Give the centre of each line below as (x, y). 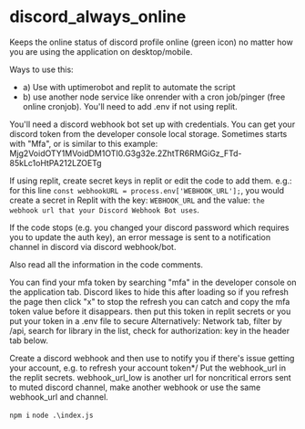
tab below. (29, 340)
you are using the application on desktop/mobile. (101, 51)
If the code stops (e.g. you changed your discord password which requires (149, 227)
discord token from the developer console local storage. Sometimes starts (148, 133)
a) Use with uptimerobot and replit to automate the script (129, 87)
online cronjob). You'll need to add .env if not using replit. (130, 106)
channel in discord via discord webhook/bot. (93, 246)
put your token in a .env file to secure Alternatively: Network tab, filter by (146, 320)
